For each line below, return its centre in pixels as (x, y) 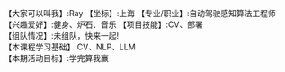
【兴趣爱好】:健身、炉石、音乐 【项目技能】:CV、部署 (103, 24)
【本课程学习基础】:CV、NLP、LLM (70, 47)
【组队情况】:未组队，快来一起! (62, 36)
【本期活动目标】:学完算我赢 (57, 58)
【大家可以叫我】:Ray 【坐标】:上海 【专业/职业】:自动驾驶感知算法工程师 (140, 13)
